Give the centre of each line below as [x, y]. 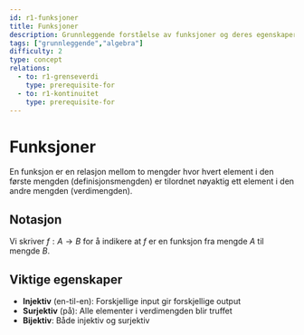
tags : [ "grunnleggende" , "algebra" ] [76, 43]
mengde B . [30, 251]
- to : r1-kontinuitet [58, 93]
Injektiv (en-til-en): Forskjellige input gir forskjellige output [132, 301]
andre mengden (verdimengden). [71, 191]
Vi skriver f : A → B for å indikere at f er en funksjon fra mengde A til [137, 242]
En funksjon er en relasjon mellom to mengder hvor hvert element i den [142, 172]
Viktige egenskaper [66, 279]
